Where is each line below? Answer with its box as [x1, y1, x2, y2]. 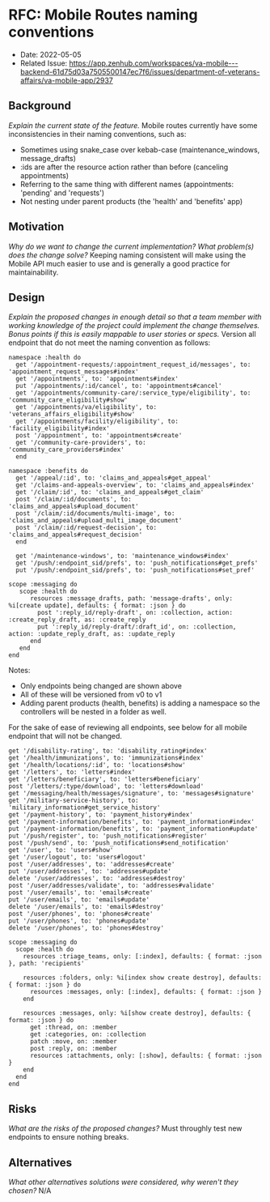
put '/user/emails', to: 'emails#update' [8, 896, 150, 904]
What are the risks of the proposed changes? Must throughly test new [8, 1123, 243, 1133]
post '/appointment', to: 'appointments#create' [15, 432, 183, 440]
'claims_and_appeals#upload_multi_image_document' [8, 517, 183, 525]
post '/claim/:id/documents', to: [15, 496, 132, 504]
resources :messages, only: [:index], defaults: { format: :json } [29, 988, 263, 996]
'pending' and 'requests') [19, 188, 105, 198]
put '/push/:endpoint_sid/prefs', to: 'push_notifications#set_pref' [15, 566, 255, 574]
